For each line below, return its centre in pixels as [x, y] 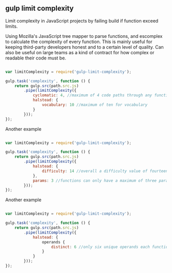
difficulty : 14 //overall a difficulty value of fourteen [105, 171]
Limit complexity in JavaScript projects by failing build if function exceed [82, 20]
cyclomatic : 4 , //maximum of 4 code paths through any [92, 95]
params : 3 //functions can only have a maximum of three [95, 181]
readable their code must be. [36, 58]
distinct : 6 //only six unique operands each [100, 247]
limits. [12, 26]
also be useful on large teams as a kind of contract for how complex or [80, 52]
